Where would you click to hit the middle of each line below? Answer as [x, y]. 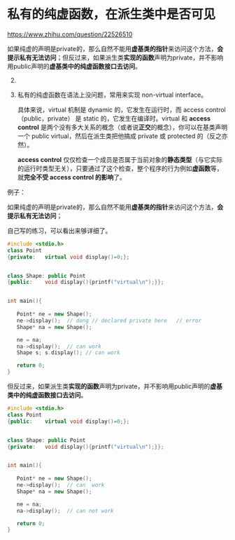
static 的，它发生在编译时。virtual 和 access [147, 118]
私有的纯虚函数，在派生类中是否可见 [112, 14]
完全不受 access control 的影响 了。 [74, 177]
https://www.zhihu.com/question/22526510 [70, 34]
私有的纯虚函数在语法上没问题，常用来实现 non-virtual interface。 [112, 95]
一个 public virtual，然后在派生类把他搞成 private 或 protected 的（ [113, 136]
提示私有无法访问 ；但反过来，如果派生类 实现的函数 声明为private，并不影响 [115, 58]
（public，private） [45, 118]
